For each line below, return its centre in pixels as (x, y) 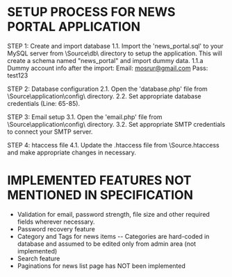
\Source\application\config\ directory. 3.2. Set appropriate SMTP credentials (116, 124)
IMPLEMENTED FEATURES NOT (100, 180)
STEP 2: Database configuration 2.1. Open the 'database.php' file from (108, 89)
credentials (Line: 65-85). (44, 103)
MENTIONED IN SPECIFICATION (100, 195)
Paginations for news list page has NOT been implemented (101, 266)
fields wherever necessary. (56, 222)
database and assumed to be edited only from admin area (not (107, 244)
